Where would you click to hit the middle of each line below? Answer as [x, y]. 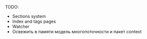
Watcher [21, 26]
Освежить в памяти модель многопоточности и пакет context [77, 32]
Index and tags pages [34, 21]
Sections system [29, 16]
